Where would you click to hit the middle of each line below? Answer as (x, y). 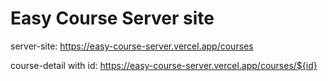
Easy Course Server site (112, 18)
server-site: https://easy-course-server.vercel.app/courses (132, 46)
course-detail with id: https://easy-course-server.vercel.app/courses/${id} (164, 65)
